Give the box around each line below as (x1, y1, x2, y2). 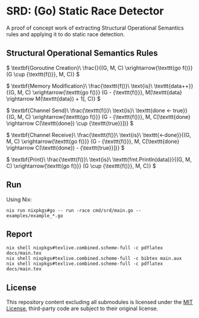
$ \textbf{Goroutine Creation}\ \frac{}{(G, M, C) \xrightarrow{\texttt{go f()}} (6, 64, 193, 71)
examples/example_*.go (6, 212, 63, 218)
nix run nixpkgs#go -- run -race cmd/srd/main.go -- (6, 207, 142, 214)
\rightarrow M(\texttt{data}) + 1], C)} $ (6, 95, 101, 102)
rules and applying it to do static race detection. (6, 30, 125, 37)
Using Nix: (6, 196, 32, 203)
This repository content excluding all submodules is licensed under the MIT (6, 299, 193, 306)
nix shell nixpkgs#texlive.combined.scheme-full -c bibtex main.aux (6, 255, 182, 262)
